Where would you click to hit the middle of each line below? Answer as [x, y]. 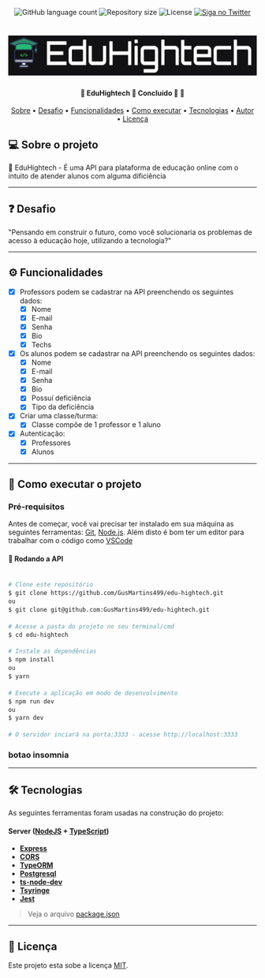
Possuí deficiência [61, 398]
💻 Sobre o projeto [53, 145]
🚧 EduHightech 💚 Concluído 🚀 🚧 [132, 93]
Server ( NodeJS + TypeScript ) [59, 831]
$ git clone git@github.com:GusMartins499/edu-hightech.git [109, 610]
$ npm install [32, 660]
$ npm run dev [32, 701]
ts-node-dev [41, 882]
